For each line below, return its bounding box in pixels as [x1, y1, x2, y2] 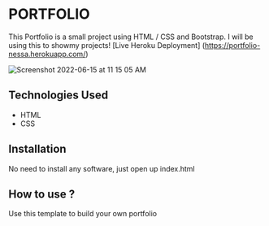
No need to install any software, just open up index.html [8, 163, 195, 173]
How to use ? [8, 187, 76, 201]
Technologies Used [8, 89, 108, 102]
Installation [8, 142, 67, 156]
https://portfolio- [204, 40, 261, 50]
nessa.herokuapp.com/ [8, 49, 86, 59]
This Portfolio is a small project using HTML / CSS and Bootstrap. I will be [8, 32, 254, 41]
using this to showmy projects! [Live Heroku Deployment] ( [8, 40, 206, 50]
